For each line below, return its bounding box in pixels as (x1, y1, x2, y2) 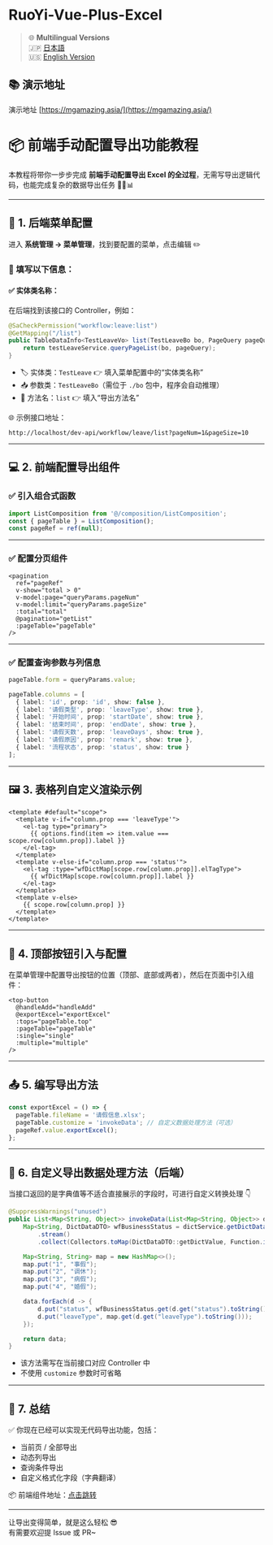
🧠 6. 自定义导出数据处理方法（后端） (8, 1165, 191, 1179)
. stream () (37, 1230, 71, 1239)
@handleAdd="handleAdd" (15, 1004, 96, 1012)
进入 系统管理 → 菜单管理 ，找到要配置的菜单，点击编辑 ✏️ (8, 239, 201, 249)
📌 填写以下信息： (8, 264, 75, 276)
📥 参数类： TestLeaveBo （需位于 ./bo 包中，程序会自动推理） (19, 380, 224, 389)
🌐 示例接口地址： (8, 413, 67, 422)
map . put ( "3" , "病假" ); (23, 1275, 97, 1283)
